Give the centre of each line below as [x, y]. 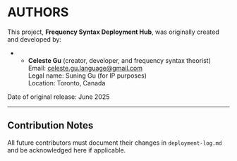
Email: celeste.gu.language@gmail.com [85, 68]
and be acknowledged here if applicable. [67, 150]
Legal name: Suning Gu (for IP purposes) [87, 76]
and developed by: [35, 39]
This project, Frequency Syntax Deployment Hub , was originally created [114, 32]
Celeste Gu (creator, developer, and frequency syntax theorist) [120, 60]
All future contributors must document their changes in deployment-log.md [115, 143]
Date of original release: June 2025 [59, 97]
